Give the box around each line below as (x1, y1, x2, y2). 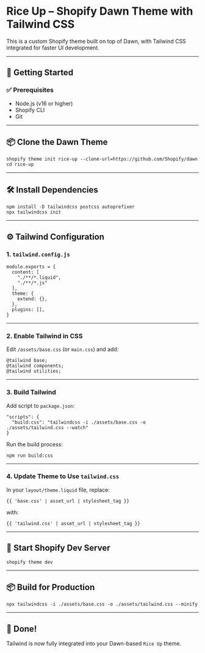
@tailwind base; (6, 358, 48, 364)
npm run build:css (6, 452, 53, 459)
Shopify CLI (15, 106, 45, 114)
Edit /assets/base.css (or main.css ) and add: (6, 345, 119, 353)
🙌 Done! (6, 624, 37, 634)
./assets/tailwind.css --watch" (6, 424, 88, 430)
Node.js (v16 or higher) (15, 100, 73, 107)
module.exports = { (6, 264, 56, 270)
